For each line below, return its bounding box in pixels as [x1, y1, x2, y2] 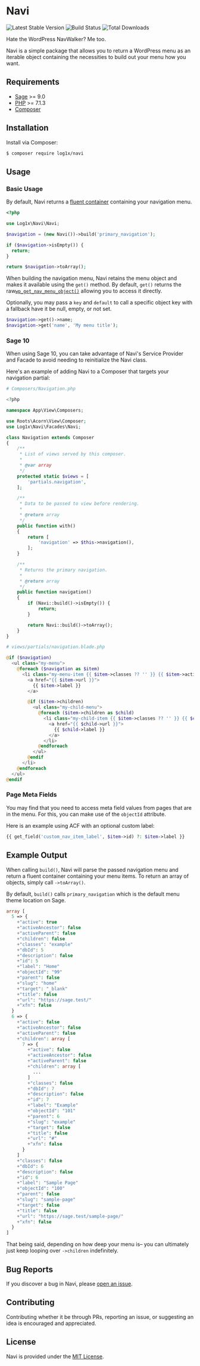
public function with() [17, 523, 76, 529]
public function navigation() [17, 589, 92, 595]
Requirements [6, 77, 60, 87]
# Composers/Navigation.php [6, 386, 76, 392]
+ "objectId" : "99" [17, 969, 62, 975]
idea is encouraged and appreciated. [6, 1319, 96, 1327]
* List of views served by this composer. [19, 451, 127, 457]
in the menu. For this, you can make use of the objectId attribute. [6, 810, 167, 818]
